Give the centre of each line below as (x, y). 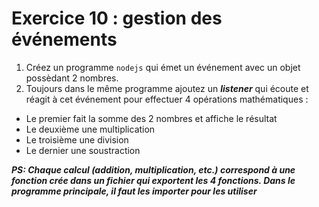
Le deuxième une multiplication (90, 129)
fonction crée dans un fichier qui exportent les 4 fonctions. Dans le (153, 180)
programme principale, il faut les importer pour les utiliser (134, 191)
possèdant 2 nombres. (72, 78)
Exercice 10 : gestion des (117, 18)
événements (64, 39)
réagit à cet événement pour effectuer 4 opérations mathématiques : (167, 99)
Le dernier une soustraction (83, 150)
